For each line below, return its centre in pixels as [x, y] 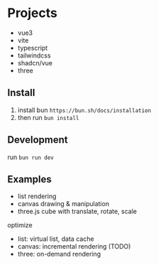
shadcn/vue [35, 63]
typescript [33, 48]
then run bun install [48, 117]
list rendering [37, 196]
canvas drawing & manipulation [63, 204]
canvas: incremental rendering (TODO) [74, 247]
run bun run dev [31, 157]
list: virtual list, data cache [56, 239]
